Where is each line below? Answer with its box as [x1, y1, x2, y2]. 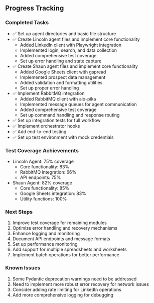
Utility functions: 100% [20, 195, 67, 201]
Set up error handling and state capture [20, 58, 102, 64]
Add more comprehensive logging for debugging [12, 291, 114, 298]
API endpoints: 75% [20, 174, 61, 180]
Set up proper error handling [20, 85, 79, 91]
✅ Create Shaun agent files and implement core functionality [12, 63, 138, 69]
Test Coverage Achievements [5, 147, 79, 154]
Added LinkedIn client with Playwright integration [20, 42, 122, 48]
